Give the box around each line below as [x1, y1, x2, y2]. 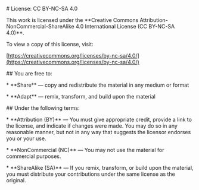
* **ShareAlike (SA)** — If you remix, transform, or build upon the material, [6, 164, 194, 171]
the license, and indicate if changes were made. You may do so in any [6, 122, 178, 129]
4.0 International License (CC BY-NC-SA [75, 23, 175, 30]
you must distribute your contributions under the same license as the [6, 170, 176, 178]
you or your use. [6, 135, 46, 142]
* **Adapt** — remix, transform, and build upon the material [6, 93, 156, 100]
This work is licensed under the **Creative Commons [6, 17, 139, 23]
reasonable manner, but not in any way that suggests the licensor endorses [6, 129, 191, 135]
